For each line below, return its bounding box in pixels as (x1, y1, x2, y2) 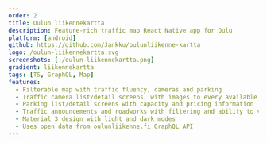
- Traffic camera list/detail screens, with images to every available (15, 93, 258, 101)
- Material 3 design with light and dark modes (15, 115, 176, 123)
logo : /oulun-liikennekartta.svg (8, 48, 119, 56)
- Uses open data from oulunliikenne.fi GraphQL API (15, 122, 194, 130)
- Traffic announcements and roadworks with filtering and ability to (15, 108, 254, 116)
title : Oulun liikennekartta (8, 19, 105, 27)
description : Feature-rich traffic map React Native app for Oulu (8, 26, 233, 34)
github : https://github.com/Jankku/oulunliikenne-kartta (8, 41, 201, 49)
